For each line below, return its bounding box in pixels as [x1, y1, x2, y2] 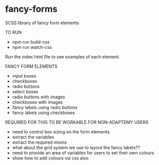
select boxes [12, 88, 38, 94]
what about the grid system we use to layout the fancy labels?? [12, 144, 140, 150]
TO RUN [5, 29, 22, 35]
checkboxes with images [12, 99, 63, 105]
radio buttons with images [12, 94, 65, 100]
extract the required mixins [12, 139, 67, 145]
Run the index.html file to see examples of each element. [5, 53, 121, 60]
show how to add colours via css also [12, 155, 89, 161]
